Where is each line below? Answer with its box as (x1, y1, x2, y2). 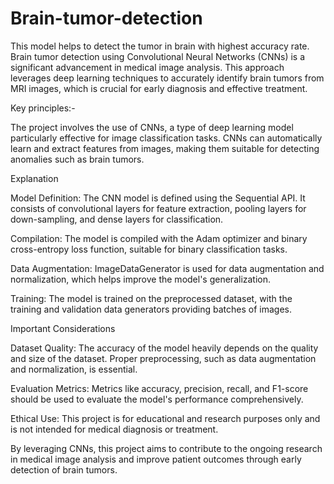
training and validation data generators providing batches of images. (10, 303, 293, 315)
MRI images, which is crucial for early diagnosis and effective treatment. (10, 82, 308, 94)
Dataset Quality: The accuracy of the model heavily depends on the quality (10, 342, 319, 354)
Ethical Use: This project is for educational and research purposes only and (10, 412, 321, 424)
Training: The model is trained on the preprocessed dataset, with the (10, 292, 293, 304)
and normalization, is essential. (10, 363, 138, 375)
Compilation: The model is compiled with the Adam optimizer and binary (10, 232, 308, 244)
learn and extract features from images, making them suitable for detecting (10, 142, 320, 154)
